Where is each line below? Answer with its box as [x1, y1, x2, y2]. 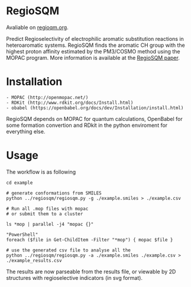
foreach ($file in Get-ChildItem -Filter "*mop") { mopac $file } [6, 237, 173, 243]
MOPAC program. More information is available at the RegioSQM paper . [6, 54, 180, 61]
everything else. [6, 127, 46, 135]
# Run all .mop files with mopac [6, 206, 89, 212]
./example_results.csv [6, 257, 62, 263]
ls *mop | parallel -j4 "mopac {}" [6, 221, 94, 227]
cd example [6, 180, 33, 186]
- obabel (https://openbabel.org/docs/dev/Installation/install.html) [6, 105, 184, 111]
